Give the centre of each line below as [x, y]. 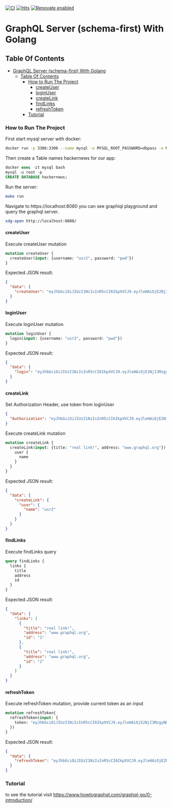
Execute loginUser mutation [35, 324]
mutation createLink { [29, 443]
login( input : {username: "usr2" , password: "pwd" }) [66, 338]
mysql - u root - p [24, 172]
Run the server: [21, 187]
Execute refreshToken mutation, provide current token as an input [74, 704]
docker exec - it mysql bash [35, 168]
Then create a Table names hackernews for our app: [61, 158]
